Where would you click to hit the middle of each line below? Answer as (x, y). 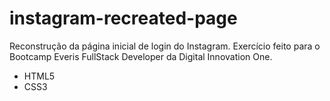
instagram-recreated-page (123, 18)
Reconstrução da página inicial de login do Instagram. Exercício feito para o (165, 46)
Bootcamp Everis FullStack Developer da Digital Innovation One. (141, 56)
